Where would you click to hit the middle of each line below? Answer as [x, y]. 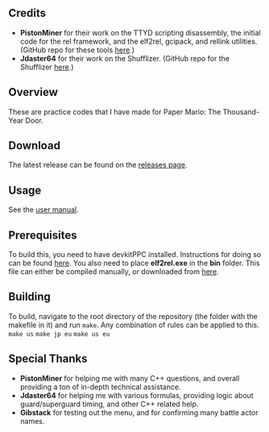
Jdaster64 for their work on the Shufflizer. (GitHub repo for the [124, 58]
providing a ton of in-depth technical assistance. [100, 387]
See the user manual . [43, 210]
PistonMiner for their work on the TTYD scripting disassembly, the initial [140, 32]
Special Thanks [48, 359]
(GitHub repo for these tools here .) [77, 50]
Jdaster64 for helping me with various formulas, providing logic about [137, 395]
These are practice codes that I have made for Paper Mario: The [115, 111]
